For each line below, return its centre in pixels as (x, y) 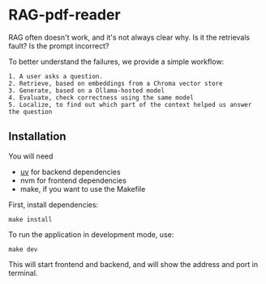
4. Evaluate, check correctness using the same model (101, 97)
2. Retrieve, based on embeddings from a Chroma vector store (116, 83)
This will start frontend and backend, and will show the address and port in (133, 264)
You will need (31, 156)
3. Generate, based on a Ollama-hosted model (86, 91)
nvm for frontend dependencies (73, 180)
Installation (37, 136)
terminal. (23, 273)
